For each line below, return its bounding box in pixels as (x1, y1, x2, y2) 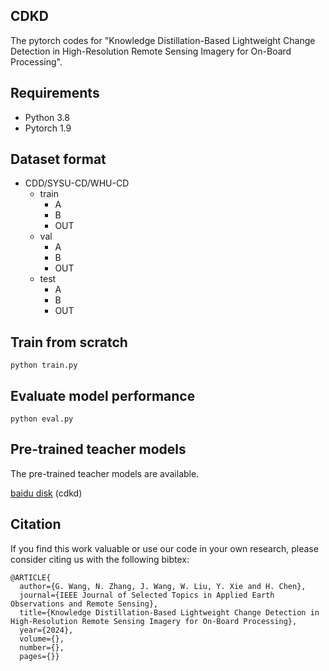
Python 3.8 (24, 111, 70, 123)
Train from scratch (10, 334, 128, 351)
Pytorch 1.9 (24, 122, 72, 134)
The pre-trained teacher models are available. (10, 467, 200, 479)
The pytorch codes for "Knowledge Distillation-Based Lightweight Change (10, 34, 316, 46)
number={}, (19, 642, 65, 653)
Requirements (10, 85, 100, 102)
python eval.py (10, 414, 74, 424)
